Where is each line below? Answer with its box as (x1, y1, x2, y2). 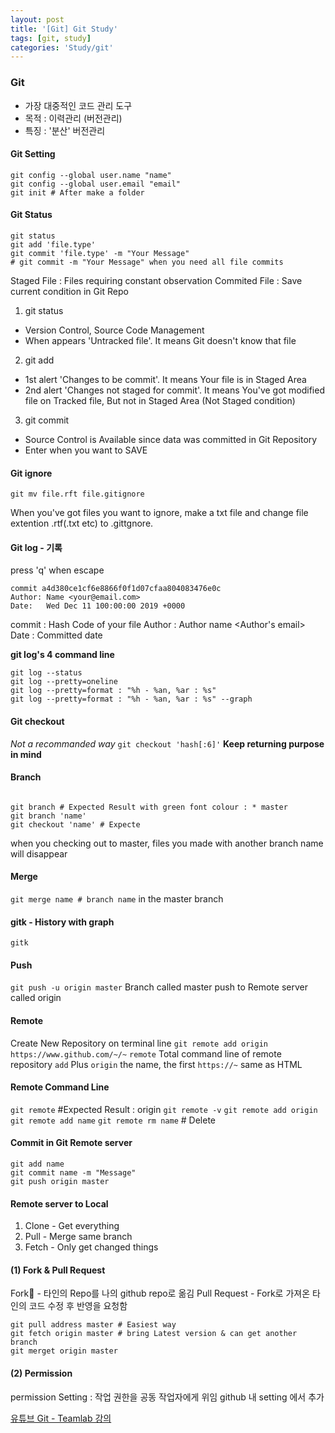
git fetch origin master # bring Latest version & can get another (10, 1329, 298, 1339)
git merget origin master (10, 1346, 118, 1356)
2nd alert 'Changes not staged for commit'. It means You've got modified (24, 384, 325, 396)
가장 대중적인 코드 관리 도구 (24, 99, 133, 111)
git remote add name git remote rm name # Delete (10, 1114, 216, 1126)
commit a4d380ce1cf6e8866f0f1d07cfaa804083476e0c (10, 584, 222, 594)
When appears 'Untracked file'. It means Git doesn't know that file (24, 334, 297, 346)
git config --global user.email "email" (10, 179, 182, 189)
